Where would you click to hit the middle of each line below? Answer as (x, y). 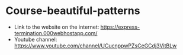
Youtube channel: (36, 39)
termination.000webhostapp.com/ (56, 33)
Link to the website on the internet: (57, 27)
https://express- (120, 27)
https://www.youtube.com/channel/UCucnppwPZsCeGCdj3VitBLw (95, 46)
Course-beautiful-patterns (73, 11)
